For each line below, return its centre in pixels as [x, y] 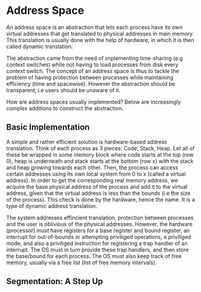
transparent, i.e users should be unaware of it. [63, 90]
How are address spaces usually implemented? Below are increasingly [94, 102]
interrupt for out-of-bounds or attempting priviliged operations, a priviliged [99, 236]
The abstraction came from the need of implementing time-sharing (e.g [95, 58]
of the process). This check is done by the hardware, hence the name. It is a [101, 199]
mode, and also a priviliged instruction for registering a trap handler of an [97, 243]
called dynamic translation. [40, 46]
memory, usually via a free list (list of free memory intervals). [82, 262]
